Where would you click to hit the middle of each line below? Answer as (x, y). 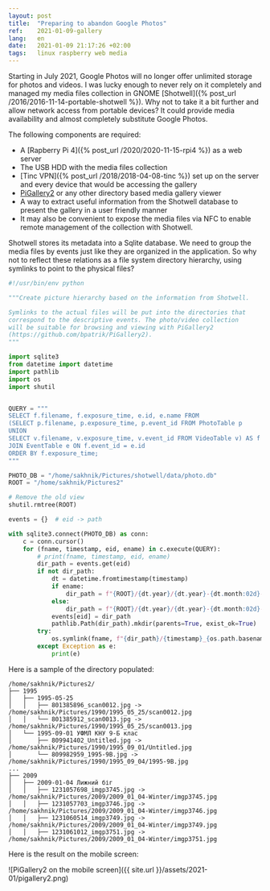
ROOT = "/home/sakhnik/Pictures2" (66, 483)
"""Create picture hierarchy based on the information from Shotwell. (129, 298)
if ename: (67, 586)
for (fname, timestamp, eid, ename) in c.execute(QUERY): (122, 549)
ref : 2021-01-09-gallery (55, 31)
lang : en (27, 38)
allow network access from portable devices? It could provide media (122, 110)
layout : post (30, 16)
